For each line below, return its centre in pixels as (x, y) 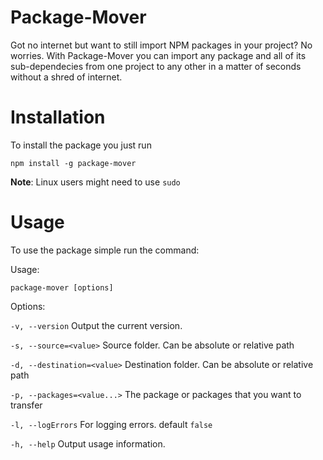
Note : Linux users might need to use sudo (95, 182)
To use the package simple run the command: (105, 250)
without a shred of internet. (66, 77)
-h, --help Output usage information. (88, 443)
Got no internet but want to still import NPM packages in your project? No (161, 45)
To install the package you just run (81, 145)
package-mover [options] (62, 287)
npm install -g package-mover (73, 163)
